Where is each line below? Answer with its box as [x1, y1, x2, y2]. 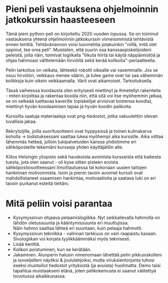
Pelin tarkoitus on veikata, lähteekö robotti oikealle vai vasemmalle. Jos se [5, 67, 158, 73]
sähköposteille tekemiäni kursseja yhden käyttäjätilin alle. [5, 144, 123, 150]
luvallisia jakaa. [5, 118, 37, 124]
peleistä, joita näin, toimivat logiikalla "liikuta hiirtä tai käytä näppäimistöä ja [5, 52, 160, 58]
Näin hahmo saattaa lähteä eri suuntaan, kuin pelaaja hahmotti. [12, 225, 142, 231]
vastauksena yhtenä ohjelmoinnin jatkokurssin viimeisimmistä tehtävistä [5, 36, 154, 42]
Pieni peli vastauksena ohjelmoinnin [5, 4, 159, 15]
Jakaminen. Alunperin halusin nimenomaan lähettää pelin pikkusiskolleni [12, 251, 162, 257]
